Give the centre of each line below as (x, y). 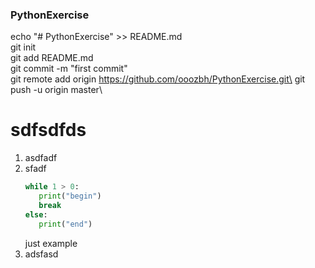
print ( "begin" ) (70, 196)
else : (36, 214)
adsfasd (41, 254)
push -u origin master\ (56, 90)
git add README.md (52, 58)
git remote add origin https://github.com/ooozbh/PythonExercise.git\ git (158, 79)
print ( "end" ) (65, 224)
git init (23, 47)
